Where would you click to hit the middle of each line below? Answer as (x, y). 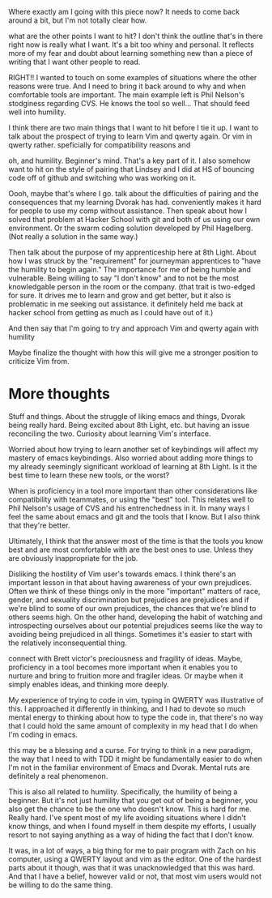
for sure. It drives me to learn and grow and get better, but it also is (120, 295)
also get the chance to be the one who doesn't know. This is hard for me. (130, 809)
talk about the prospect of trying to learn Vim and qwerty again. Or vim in (130, 136)
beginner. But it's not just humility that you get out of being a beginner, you (133, 800)
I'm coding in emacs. (43, 734)
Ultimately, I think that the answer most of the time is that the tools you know (136, 541)
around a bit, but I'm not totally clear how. (78, 20)
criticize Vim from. (39, 361)
